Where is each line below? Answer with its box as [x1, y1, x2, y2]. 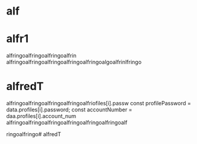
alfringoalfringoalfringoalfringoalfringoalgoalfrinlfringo [6, 59, 142, 66]
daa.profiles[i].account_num [6, 113, 77, 120]
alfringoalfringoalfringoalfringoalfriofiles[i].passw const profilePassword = [6, 100, 192, 107]
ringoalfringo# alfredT [6, 131, 62, 138]
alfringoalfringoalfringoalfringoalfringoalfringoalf [6, 119, 128, 126]
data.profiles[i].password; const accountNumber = [6, 106, 133, 113]
